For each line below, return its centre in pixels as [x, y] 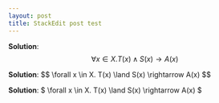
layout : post [30, 16]
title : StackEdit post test [55, 23]
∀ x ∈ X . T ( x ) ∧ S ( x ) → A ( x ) [135, 59]
